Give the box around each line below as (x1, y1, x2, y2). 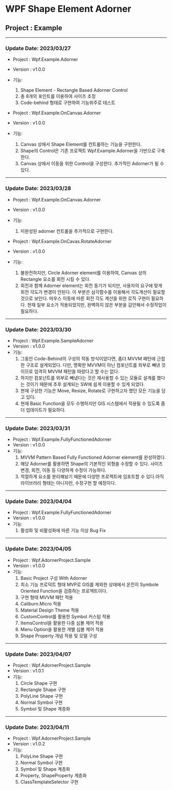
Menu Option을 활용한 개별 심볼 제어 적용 (20, 626, 104, 632)
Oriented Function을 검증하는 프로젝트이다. (20, 588, 108, 594)
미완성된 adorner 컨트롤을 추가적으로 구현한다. (20, 228, 114, 234)
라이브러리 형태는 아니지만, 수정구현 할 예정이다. (20, 480, 116, 486)
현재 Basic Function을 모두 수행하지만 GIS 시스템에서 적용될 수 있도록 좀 (20, 400, 165, 407)
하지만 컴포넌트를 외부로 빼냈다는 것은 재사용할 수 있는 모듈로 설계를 (20, 375, 156, 381)
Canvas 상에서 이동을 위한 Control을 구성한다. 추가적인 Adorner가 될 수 (20, 160, 164, 167)
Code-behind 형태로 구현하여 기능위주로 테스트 (20, 99, 116, 106)
